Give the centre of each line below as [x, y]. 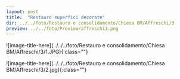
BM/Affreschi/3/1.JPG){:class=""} [47, 52]
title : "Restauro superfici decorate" [56, 17]
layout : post [22, 12]
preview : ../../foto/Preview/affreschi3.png [62, 28]
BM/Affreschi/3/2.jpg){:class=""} [46, 70]
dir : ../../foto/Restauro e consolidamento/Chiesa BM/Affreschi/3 [90, 23]
